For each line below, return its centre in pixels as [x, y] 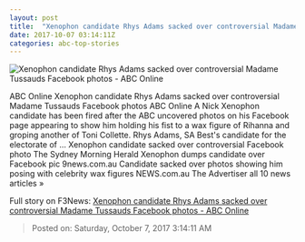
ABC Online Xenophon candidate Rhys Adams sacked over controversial [144, 96]
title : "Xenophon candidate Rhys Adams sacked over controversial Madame [154, 26]
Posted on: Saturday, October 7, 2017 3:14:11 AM [122, 228]
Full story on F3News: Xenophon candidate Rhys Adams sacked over [138, 201]
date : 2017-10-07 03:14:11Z [63, 35]
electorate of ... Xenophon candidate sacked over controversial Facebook [147, 145]
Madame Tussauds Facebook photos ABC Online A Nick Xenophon [135, 106]
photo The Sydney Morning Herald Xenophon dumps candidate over [137, 155]
